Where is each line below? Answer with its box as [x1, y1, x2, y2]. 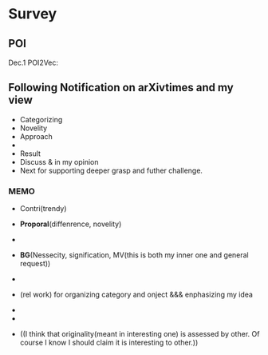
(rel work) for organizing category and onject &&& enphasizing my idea [19, 289, 254, 300]
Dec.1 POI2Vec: [8, 58, 58, 67]
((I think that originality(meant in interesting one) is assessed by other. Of [19, 329, 260, 339]
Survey [8, 5, 57, 23]
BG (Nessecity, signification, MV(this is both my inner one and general [19, 250, 249, 260]
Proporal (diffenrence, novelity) [19, 219, 122, 229]
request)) [19, 259, 51, 269]
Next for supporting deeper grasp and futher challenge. [19, 166, 203, 175]
